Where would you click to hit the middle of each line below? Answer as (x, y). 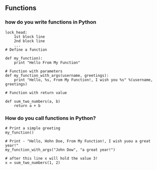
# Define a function (26, 50)
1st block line (30, 36)
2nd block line (30, 41)
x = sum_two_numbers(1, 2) (33, 163)
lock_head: (16, 32)
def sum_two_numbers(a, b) (33, 101)
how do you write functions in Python (51, 22)
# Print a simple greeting (33, 128)
